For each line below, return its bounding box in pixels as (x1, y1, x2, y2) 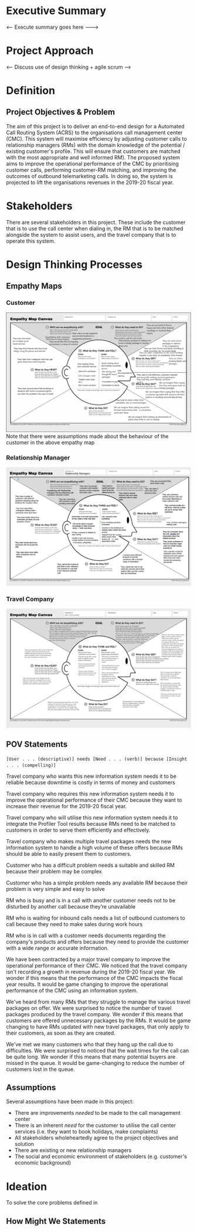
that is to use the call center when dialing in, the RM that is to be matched (6, 224, 184, 232)
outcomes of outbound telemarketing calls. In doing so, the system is (6, 172, 173, 179)
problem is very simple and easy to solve (6, 885, 105, 892)
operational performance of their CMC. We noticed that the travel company (6, 962, 188, 969)
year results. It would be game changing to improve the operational (6, 981, 168, 988)
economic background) (14, 1159, 72, 1166)
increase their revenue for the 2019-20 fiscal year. (6, 802, 127, 809)
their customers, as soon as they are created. (6, 1029, 116, 1036)
